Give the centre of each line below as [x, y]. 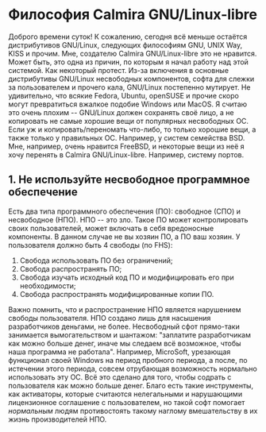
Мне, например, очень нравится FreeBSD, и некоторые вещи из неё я [126, 146]
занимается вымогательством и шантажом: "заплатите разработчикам [130, 334]
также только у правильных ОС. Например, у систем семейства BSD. [127, 137]
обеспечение [43, 192]
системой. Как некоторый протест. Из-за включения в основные [118, 70]
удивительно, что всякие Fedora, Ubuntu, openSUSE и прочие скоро [124, 95]
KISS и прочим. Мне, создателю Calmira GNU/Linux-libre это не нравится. [133, 53]
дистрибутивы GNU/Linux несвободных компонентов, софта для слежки [131, 79]
